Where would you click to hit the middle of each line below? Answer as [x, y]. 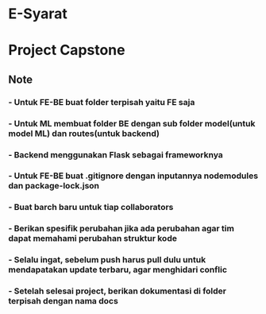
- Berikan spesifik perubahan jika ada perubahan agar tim [121, 229]
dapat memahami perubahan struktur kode [93, 238]
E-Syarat [38, 14]
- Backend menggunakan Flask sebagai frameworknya [116, 154]
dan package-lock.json [54, 186]
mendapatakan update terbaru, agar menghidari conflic [118, 269]
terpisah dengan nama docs [64, 301]
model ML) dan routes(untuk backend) [84, 134]
